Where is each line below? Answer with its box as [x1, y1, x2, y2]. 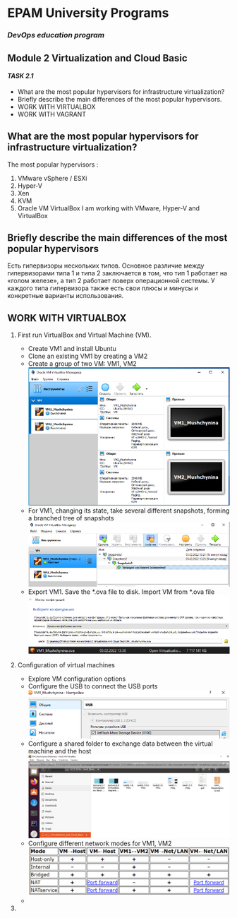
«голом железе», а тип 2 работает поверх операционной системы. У [7, 277, 215, 285]
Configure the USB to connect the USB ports [28, 681, 158, 690]
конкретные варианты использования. [7, 292, 124, 300]
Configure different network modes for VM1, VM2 [28, 839, 172, 848]
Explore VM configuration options [28, 674, 126, 683]
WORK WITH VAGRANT [17, 109, 87, 118]
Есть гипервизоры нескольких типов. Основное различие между [7, 261, 205, 270]
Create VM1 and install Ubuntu [28, 345, 116, 353]
